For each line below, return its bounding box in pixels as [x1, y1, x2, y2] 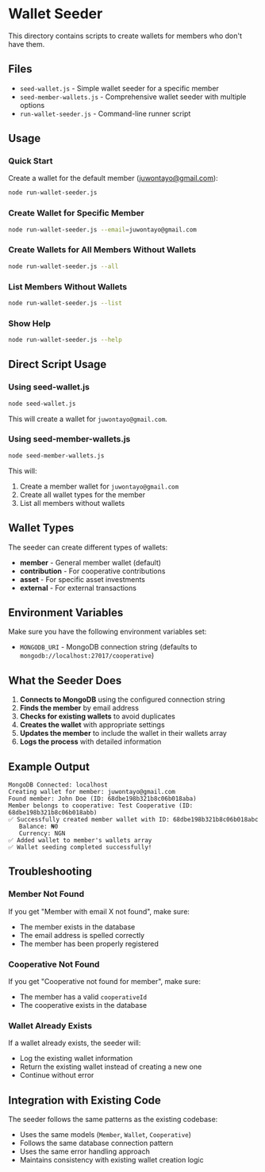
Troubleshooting [8, 865, 93, 879]
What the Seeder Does [8, 673, 122, 687]
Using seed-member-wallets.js [8, 434, 131, 445]
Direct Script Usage [8, 358, 107, 371]
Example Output [8, 760, 90, 773]
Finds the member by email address [19, 703, 139, 713]
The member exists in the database [19, 921, 136, 932]
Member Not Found [8, 889, 85, 900]
